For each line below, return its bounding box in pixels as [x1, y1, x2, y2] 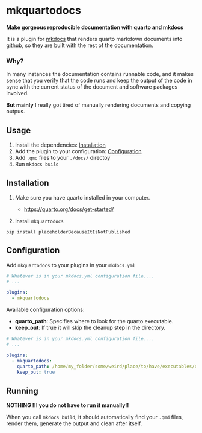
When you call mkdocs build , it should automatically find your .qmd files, [6, 414, 183, 421]
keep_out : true [17, 369, 55, 375]
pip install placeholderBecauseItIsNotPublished [6, 229, 130, 235]
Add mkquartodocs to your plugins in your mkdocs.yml [6, 261, 136, 268]
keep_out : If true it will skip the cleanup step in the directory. [14, 324, 166, 332]
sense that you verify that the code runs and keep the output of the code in [6, 77, 192, 84]
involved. [6, 90, 29, 97]
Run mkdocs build [14, 160, 59, 168]
